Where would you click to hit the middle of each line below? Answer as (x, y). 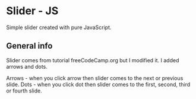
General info (29, 46)
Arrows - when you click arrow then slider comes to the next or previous (95, 78)
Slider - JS (32, 11)
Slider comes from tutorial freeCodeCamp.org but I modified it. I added (93, 60)
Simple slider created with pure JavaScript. (59, 27)
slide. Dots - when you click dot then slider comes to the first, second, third (98, 84)
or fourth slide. (24, 91)
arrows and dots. (27, 66)
